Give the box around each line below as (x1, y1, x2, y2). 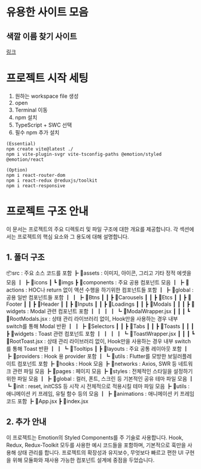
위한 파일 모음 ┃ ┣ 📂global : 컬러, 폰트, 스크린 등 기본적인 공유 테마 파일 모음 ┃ (6, 375, 194, 382)
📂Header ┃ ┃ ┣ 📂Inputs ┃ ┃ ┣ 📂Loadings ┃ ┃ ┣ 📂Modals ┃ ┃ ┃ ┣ (37, 300, 190, 308)
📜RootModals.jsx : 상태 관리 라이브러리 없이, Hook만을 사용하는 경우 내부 (6, 315, 178, 322)
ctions (6, 286, 25, 293)
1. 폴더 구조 (6, 252, 45, 263)
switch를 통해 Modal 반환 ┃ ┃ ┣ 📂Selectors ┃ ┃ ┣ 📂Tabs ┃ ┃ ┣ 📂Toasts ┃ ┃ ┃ (6, 322, 194, 330)
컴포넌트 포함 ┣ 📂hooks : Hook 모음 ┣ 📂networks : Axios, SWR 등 (17, 360, 178, 367)
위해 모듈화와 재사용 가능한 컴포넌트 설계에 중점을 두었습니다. (12, 456, 155, 464)
